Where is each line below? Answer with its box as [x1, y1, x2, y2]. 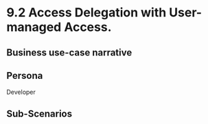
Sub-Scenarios [6, 108, 73, 119]
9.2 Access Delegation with [6, 5, 167, 21]
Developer [6, 88, 36, 97]
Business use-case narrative [6, 47, 132, 58]
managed [6, 19, 62, 35]
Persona [6, 70, 43, 82]
